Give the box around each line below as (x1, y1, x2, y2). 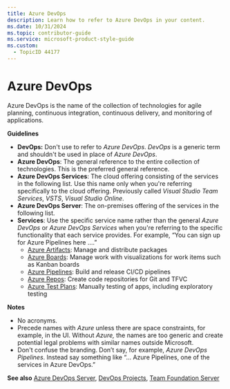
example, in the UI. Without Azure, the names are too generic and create (17, 331, 223, 339)
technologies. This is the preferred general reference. (17, 164, 170, 173)
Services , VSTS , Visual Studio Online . (17, 194, 124, 202)
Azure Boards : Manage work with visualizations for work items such (27, 253, 221, 261)
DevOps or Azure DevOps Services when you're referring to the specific (17, 223, 223, 231)
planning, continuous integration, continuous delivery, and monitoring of (7, 108, 213, 117)
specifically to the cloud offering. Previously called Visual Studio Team (17, 187, 219, 195)
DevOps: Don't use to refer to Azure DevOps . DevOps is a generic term (17, 142, 220, 151)
